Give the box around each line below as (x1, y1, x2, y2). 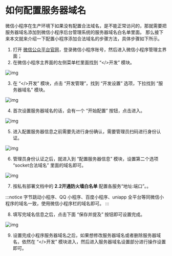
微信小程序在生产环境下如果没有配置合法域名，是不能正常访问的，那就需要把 (5, 23, 167, 29)
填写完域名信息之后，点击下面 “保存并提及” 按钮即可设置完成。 (12, 211, 145, 217)
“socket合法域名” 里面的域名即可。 (12, 162, 86, 168)
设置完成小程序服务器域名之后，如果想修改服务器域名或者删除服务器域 (12, 232, 161, 238)
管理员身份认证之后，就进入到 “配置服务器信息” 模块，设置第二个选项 (12, 155, 159, 162)
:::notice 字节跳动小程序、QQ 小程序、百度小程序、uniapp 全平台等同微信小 (5, 194, 164, 200)
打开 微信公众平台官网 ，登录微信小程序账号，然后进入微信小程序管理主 (12, 46, 162, 52)
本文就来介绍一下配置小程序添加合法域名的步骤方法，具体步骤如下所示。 (9, 35, 162, 42)
